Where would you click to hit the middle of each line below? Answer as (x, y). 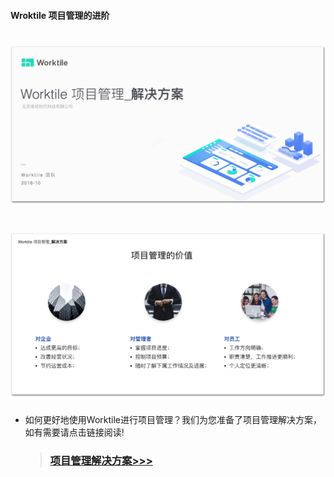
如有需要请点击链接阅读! (74, 432)
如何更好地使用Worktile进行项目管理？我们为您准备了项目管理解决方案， (173, 420)
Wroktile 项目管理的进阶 (60, 15)
